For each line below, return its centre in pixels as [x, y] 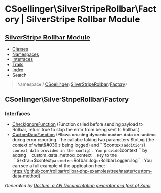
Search [19, 75]
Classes [20, 49]
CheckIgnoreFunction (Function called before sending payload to [77, 124]
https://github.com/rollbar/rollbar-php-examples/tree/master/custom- [82, 171]
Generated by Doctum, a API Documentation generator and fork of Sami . [79, 185]
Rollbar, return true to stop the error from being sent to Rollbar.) [76, 129]
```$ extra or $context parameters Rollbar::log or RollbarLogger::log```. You [82, 160]
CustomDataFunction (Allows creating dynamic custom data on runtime [84, 135]
